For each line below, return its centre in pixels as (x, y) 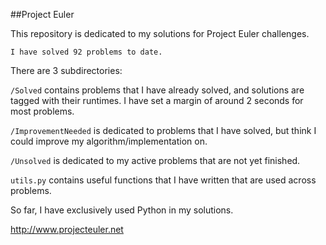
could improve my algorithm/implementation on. (109, 141)
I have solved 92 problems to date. (86, 52)
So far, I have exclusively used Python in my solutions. (122, 210)
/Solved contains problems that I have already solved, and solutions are (157, 90)
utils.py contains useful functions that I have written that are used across (163, 180)
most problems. (42, 111)
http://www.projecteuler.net (67, 229)
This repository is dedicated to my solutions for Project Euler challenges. (160, 33)
